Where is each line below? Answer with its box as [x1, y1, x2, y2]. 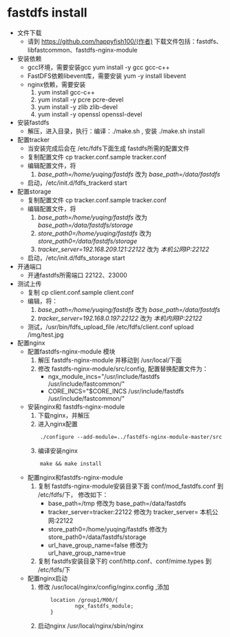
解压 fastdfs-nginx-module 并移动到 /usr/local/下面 [37, 355, 182, 364]
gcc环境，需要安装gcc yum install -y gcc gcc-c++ [27, 63, 170, 71]
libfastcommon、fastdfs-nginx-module [27, 46, 138, 54]
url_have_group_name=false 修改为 [48, 540, 148, 549]
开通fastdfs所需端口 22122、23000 [27, 271, 127, 279]
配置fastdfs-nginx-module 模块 [27, 347, 116, 355]
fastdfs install [7, 5, 87, 21]
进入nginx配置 [37, 420, 78, 428]
